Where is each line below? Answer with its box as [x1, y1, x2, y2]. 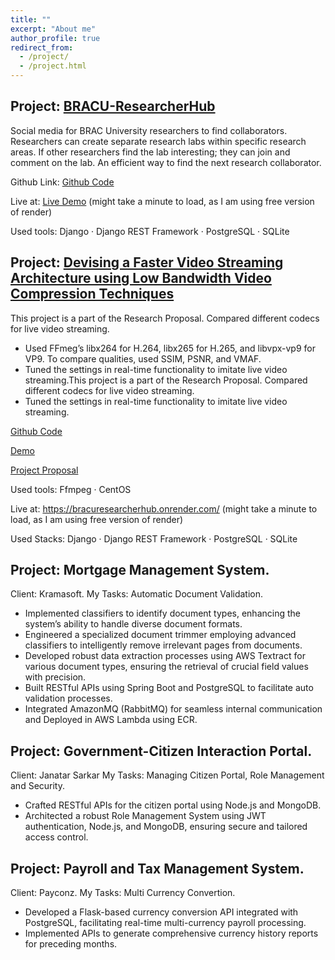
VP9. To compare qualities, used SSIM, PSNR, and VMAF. [24, 352, 262, 365]
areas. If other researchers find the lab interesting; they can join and [10, 146, 291, 158]
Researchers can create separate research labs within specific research [10, 135, 307, 147]
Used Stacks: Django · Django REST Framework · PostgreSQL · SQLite [10, 532, 298, 545]
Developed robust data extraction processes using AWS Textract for [24, 650, 306, 662]
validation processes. [24, 692, 113, 705]
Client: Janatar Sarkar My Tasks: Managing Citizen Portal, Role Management [10, 769, 325, 781]
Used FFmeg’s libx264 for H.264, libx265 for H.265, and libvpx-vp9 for [24, 342, 316, 354]
